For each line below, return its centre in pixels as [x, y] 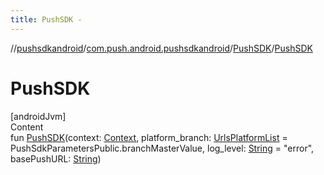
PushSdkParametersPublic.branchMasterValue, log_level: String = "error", [162, 148]
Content [27, 127]
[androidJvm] [38, 116]
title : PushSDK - [46, 19]
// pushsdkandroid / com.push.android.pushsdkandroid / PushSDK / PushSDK [161, 48]
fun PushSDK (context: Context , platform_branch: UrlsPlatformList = [149, 137]
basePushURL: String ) [56, 158]
